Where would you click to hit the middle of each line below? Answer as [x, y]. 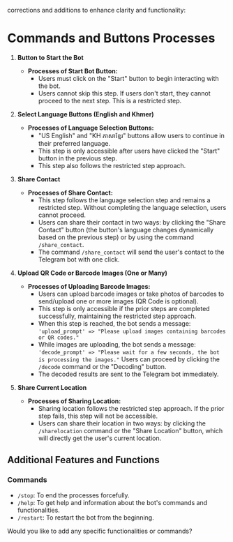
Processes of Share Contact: [70, 193]
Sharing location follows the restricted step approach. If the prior [131, 408]
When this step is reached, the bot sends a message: [114, 323]
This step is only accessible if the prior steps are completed [124, 308]
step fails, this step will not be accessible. [98, 416]
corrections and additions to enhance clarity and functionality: [97, 10]
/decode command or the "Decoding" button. [102, 366]
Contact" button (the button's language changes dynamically [126, 229]
